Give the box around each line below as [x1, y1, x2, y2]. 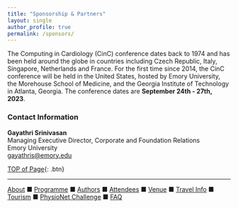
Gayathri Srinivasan [7, 128, 67, 137]
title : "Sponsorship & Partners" [7, 10, 106, 18]
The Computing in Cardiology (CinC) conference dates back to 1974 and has [7, 50, 230, 58]
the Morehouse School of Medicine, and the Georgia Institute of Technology [7, 79, 229, 88]
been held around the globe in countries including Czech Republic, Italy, [7, 57, 217, 66]
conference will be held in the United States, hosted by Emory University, [7, 72, 221, 81]
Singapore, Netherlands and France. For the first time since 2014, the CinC [7, 64, 225, 73]
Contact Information [7, 112, 79, 122]
